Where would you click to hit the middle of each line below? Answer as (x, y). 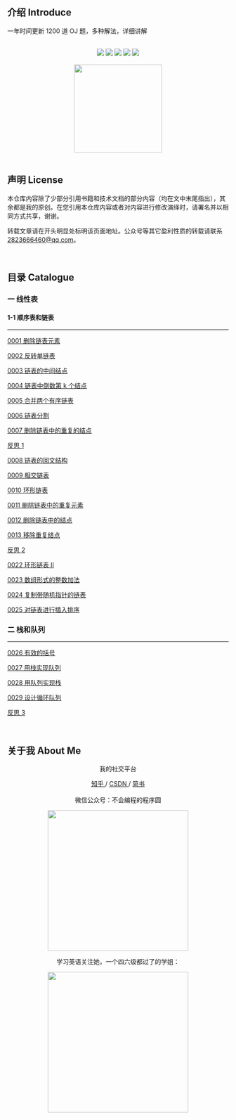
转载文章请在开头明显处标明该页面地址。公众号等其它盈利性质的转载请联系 (115, 231)
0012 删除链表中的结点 (40, 520)
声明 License (35, 180)
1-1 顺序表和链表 (31, 317)
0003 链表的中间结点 (38, 371)
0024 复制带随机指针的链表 (47, 595)
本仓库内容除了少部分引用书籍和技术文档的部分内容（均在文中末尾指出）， (113, 198)
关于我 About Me (44, 751)
